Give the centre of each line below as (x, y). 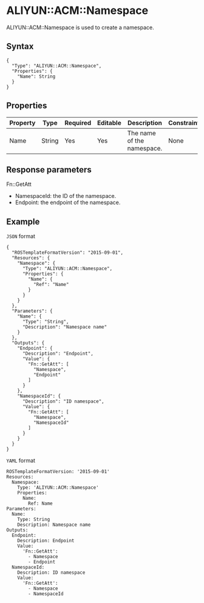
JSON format (21, 236)
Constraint (184, 123)
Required (78, 123)
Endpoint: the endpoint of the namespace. (68, 203)
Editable (109, 123)
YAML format (21, 461)
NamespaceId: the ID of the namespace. (66, 196)
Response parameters (49, 170)
